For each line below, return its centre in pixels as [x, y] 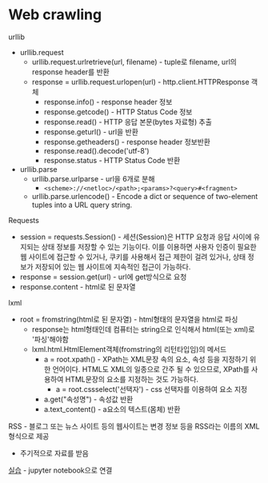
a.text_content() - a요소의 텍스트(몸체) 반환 [112, 409]
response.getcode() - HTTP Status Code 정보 [118, 112]
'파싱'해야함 [50, 339]
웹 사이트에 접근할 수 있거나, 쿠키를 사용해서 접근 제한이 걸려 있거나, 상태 [133, 257]
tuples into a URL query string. [82, 205]
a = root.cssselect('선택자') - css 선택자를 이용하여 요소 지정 [152, 389]
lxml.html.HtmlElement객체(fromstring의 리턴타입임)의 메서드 [129, 349]
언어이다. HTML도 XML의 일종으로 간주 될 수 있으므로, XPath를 [151, 369]
